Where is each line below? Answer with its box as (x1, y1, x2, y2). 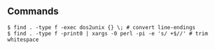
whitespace (7, 36, 39, 43)
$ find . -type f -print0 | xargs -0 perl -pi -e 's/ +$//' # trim (7, 30, 209, 37)
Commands (7, 6, 60, 17)
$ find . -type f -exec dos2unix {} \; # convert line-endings (7, 24, 196, 31)
